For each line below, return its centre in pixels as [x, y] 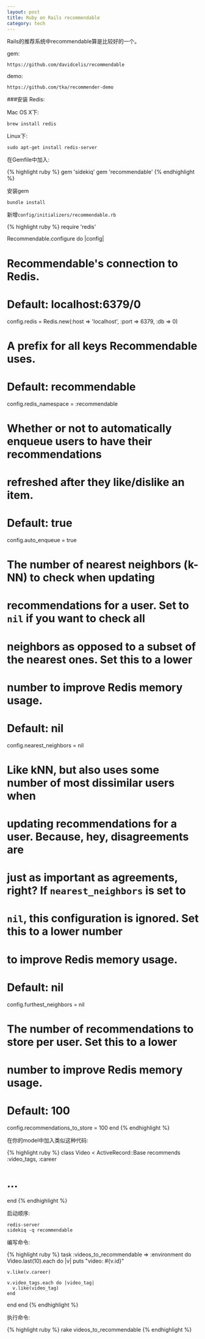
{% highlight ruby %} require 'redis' [52, 227]
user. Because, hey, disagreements [98, 836]
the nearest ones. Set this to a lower [100, 659]
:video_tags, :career [32, 1159]
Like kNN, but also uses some [83, 770]
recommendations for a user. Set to [98, 606]
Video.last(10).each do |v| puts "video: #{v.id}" [66, 1261]
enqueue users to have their [80, 441]
